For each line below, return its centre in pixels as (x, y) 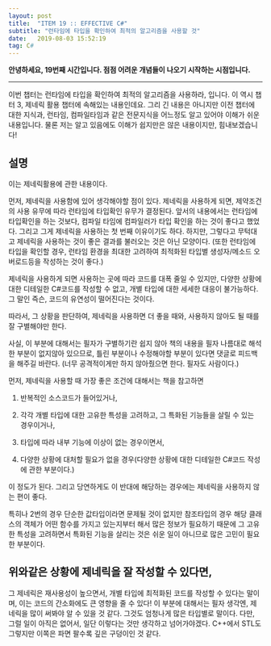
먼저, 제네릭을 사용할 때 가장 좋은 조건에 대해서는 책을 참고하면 (106, 380)
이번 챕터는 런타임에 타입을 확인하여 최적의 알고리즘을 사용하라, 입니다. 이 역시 (131, 94)
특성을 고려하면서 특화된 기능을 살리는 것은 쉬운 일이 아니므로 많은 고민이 (131, 534)
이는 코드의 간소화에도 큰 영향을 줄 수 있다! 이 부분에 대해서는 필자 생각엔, (133, 603)
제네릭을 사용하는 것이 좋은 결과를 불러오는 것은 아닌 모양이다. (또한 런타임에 (136, 241)
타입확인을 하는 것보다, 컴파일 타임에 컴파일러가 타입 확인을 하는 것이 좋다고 (127, 221)
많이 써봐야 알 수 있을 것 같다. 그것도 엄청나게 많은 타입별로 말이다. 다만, (142, 613)
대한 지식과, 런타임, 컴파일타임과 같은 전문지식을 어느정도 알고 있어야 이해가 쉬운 (134, 115)
